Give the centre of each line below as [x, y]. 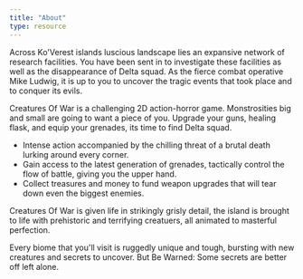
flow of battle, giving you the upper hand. [99, 174]
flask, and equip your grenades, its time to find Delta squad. [121, 127]
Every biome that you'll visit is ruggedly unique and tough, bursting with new [152, 247]
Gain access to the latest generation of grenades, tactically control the [153, 164]
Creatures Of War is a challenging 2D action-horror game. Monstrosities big [151, 108]
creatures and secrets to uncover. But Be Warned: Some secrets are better [148, 257]
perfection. [30, 230]
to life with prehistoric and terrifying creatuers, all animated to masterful [143, 220]
